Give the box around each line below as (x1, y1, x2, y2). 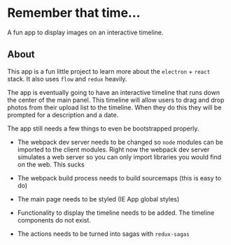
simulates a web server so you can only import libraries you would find (17, 152, 222, 161)
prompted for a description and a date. (7, 110, 119, 119)
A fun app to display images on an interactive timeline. (7, 28, 164, 37)
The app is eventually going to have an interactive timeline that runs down (7, 88, 220, 96)
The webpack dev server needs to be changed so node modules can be (17, 138, 223, 146)
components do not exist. (17, 216, 91, 224)
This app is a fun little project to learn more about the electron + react (7, 67, 211, 75)
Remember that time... (7, 5, 141, 21)
